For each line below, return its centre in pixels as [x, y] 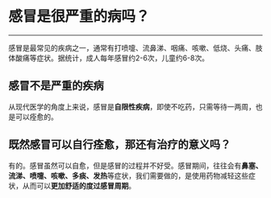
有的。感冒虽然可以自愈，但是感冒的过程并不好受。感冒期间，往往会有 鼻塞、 [135, 165]
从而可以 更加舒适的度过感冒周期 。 [79, 185]
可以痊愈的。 [36, 117]
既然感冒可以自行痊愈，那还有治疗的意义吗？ [120, 144]
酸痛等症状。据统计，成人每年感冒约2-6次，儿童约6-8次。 [112, 58]
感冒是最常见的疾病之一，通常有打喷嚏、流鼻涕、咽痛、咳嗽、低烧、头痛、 [132, 47]
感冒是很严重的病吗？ [79, 16]
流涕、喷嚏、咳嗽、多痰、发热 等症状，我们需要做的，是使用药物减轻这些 [128, 175]
